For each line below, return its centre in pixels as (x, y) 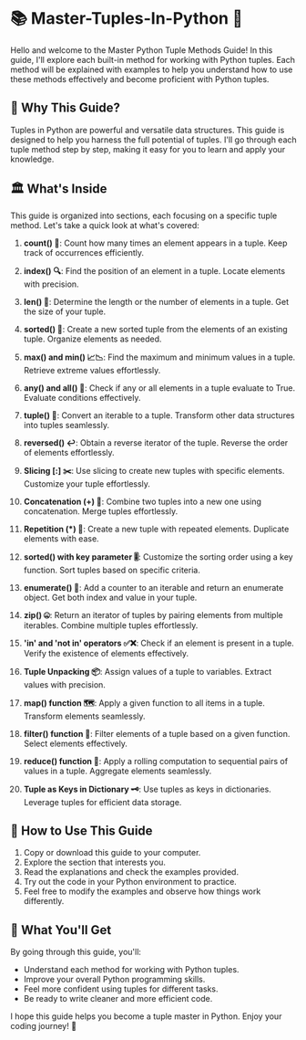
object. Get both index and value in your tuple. (110, 597)
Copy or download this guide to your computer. (112, 853)
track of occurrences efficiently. (84, 252)
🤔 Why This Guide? (66, 108)
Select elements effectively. (76, 743)
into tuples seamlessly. (66, 425)
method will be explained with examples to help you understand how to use (152, 69)
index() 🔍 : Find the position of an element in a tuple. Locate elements (154, 270)
